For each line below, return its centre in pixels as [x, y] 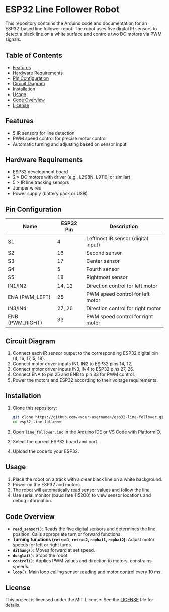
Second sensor [104, 253]
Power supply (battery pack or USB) [50, 194]
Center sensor [103, 261]
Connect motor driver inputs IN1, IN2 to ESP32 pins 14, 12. [72, 364]
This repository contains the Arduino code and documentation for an [76, 23]
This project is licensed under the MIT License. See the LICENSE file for [79, 600]
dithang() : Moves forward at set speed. [54, 550]
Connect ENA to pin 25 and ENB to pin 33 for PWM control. [74, 374]
